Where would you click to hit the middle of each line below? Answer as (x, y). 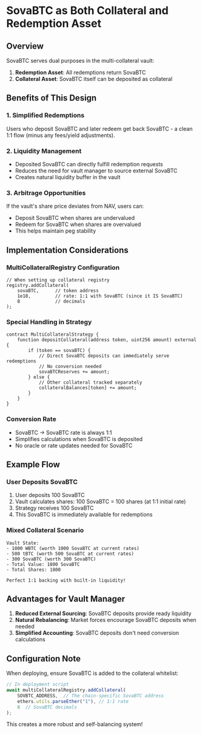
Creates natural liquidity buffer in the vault (68, 177)
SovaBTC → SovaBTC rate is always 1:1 (63, 432)
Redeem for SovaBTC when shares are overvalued (78, 224)
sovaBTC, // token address (58, 291)
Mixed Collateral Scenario (45, 531)
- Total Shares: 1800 (34, 570)
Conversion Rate (31, 419)
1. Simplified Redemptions (45, 115)
